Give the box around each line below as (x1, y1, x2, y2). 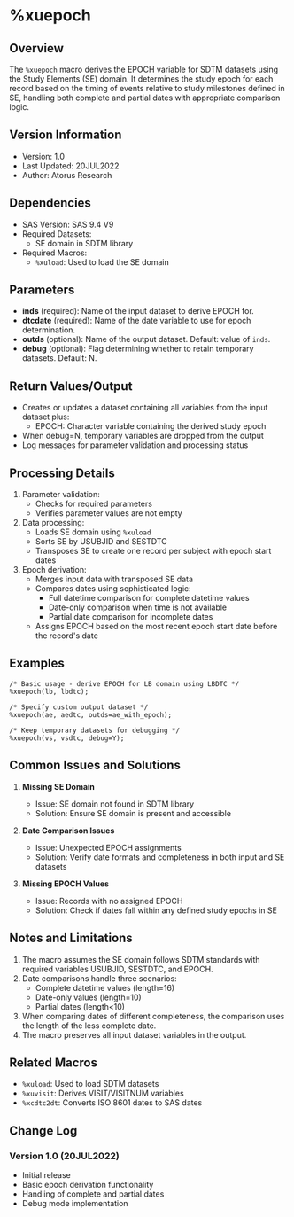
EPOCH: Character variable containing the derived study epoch (35, 421, 267, 432)
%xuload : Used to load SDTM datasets (21, 1079, 159, 1089)
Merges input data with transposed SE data (35, 573, 193, 585)
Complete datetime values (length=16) (35, 982, 175, 993)
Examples (9, 656, 65, 671)
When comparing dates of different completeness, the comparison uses (21, 1010, 285, 1021)
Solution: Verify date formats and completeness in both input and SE (35, 852, 285, 862)
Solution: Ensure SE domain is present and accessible (35, 807, 232, 818)
